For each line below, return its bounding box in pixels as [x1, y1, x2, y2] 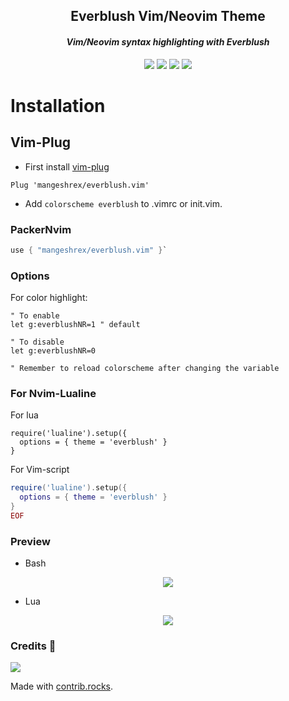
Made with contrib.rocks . [10, 680, 114, 693]
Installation [10, 94, 106, 117]
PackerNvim [10, 222, 72, 236]
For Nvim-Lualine [10, 386, 97, 400]
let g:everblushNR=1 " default [10, 320, 141, 330]
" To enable [10, 311, 60, 321]
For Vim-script [10, 464, 70, 476]
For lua [10, 409, 39, 421]
